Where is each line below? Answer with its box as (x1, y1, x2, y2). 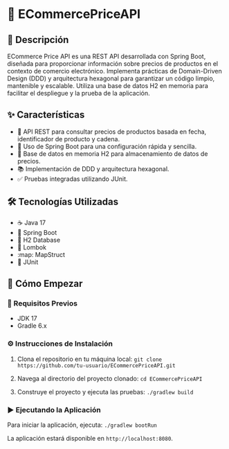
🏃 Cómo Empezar (7, 278, 83, 290)
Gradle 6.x (17, 322, 47, 330)
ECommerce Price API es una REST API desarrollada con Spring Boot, (7, 52, 206, 60)
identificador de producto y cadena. (17, 134, 120, 143)
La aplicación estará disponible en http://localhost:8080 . (7, 434, 173, 442)
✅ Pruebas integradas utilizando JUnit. (17, 175, 128, 183)
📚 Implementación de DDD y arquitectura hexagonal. (17, 164, 170, 173)
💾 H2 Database (17, 236, 61, 244)
